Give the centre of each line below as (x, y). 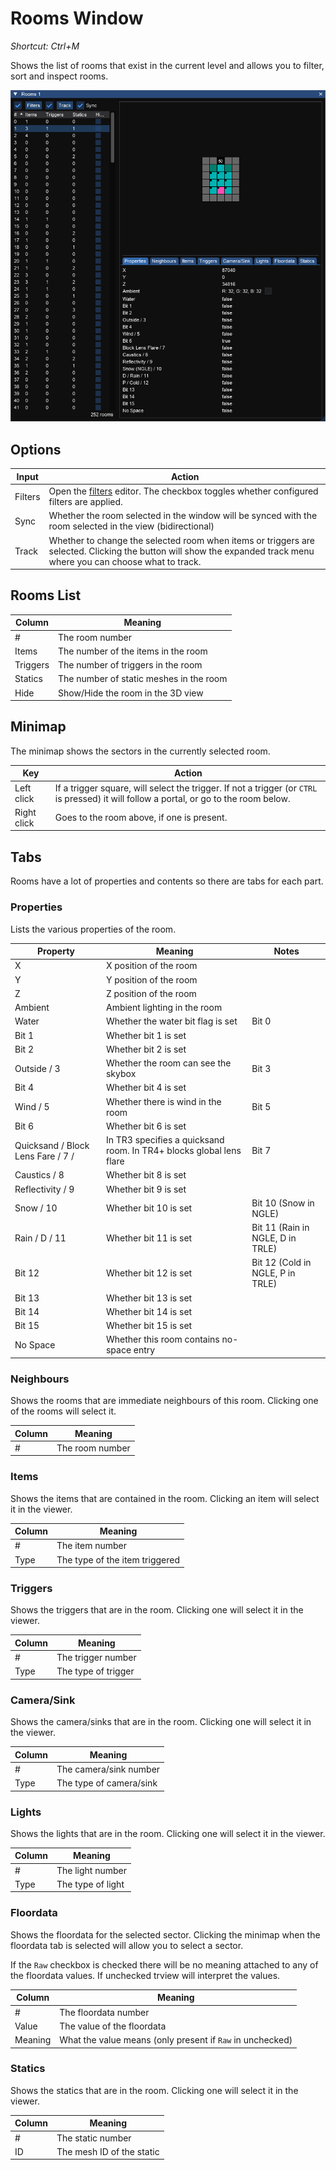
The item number (92, 1546)
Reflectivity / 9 (44, 1189)
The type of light (90, 1884)
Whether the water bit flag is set (171, 1021)
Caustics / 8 (39, 1175)
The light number (91, 1870)
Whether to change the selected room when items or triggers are (181, 540)
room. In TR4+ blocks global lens (173, 1150)
